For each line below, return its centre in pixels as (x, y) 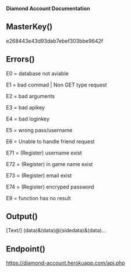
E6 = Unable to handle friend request (50, 141)
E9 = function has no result (38, 198)
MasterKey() (29, 27)
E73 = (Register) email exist (39, 175)
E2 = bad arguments (31, 96)
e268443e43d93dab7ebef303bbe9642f (55, 41)
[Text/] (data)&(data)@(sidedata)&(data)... (56, 230)
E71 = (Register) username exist (44, 153)
